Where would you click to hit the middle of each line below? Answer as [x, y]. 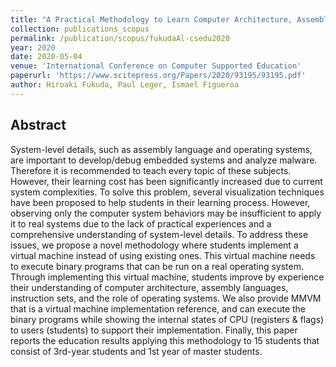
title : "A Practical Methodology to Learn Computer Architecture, [151, 19]
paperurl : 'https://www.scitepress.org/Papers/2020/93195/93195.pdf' [158, 76]
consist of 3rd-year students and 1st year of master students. [136, 351]
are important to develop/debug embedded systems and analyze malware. [164, 160]
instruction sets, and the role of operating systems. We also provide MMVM [166, 298]
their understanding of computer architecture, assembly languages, [149, 287]
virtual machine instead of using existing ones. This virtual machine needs [163, 255]
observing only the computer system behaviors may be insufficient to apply [166, 213]
